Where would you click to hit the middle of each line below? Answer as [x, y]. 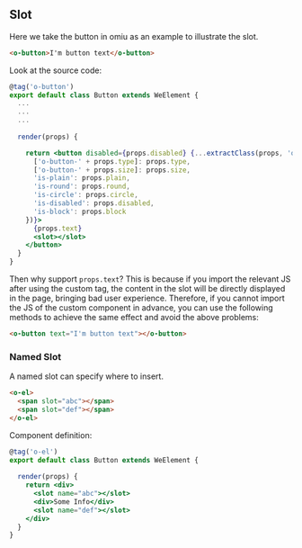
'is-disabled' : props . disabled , [93, 203]
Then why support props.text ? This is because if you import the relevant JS [150, 279]
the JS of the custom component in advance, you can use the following [141, 308]
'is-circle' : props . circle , [86, 195]
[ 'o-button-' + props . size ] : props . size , [112, 170]
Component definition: [51, 435]
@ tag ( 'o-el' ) [34, 452]
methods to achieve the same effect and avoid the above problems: [134, 318]
